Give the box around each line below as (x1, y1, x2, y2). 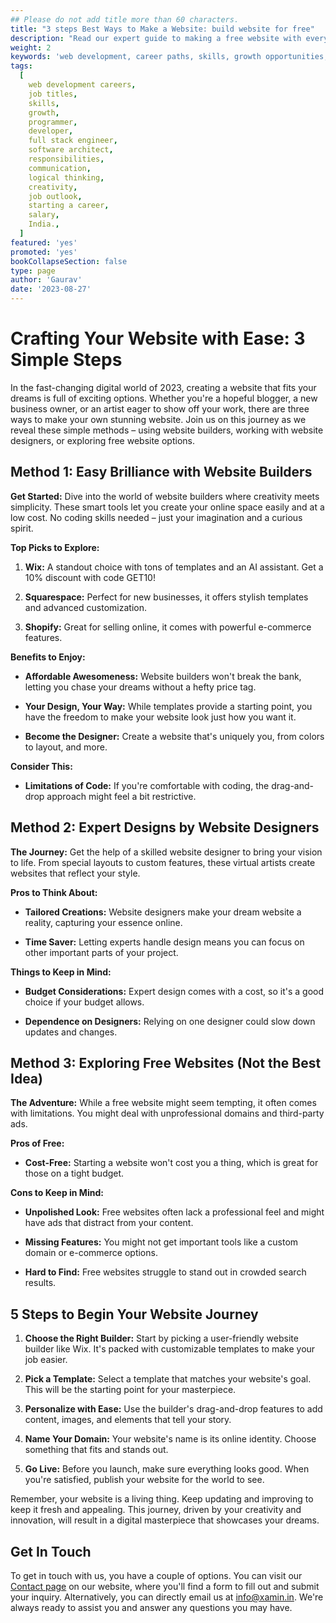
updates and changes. (24, 1026, 118, 1038)
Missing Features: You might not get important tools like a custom (24, 1236, 299, 1248)
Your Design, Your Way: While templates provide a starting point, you (24, 700, 313, 712)
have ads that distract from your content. (24, 1217, 194, 1229)
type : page (10, 266, 56, 276)
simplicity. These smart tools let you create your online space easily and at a (10, 501, 325, 513)
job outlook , (28, 191, 83, 201)
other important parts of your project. (24, 946, 179, 958)
